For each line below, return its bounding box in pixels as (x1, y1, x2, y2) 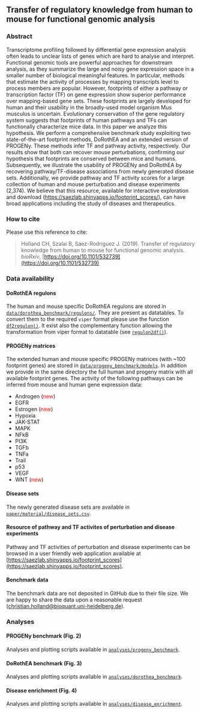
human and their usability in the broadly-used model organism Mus (6, 104, 172, 111)
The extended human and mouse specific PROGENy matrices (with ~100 (6, 356, 186, 363)
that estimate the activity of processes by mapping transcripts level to (6, 78, 179, 85)
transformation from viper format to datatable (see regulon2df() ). (6, 328, 168, 336)
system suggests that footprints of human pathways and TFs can (6, 116, 167, 124)
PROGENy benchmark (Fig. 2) (6, 632, 82, 639)
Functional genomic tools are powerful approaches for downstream (6, 58, 173, 66)
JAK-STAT (14, 418, 40, 426)
